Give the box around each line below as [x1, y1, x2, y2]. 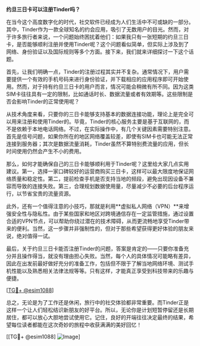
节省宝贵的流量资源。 [21, 190, 74, 197]
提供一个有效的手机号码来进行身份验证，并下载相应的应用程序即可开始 [11, 76, 183, 83]
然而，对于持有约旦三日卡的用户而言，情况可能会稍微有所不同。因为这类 [16, 83, 194, 90]
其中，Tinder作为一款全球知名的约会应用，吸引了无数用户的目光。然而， [6, 26, 184, 33]
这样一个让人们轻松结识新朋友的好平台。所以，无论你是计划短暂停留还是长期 [6, 306, 194, 313]
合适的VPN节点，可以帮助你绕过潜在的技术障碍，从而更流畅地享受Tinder [6, 218, 185, 225]
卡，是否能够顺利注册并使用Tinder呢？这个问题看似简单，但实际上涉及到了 [6, 41, 189, 48]
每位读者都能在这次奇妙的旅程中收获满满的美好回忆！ [11, 321, 142, 328]
